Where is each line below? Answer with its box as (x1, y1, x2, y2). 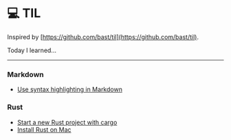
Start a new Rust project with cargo (16, 118, 118, 126)
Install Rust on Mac (16, 125, 71, 134)
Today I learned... (7, 46, 57, 54)
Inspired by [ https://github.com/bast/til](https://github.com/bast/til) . (7, 32, 199, 41)
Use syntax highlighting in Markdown (16, 85, 122, 93)
